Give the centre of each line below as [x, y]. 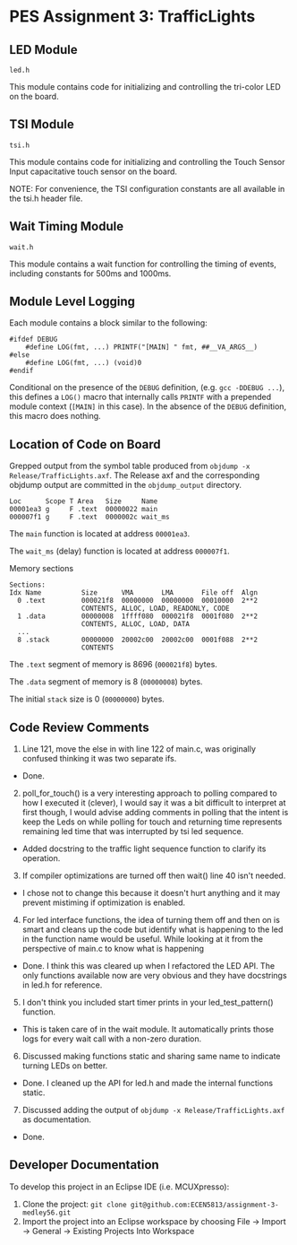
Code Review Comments [79, 727]
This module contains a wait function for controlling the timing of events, [143, 264]
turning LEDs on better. [65, 1066]
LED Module [43, 50]
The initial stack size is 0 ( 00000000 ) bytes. [87, 699]
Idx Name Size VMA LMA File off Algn [133, 593]
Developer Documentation [84, 1165]
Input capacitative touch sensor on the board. [93, 171]
